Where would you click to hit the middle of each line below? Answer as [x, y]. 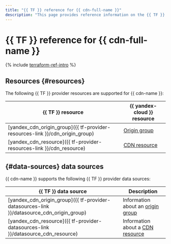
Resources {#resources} [45, 81]
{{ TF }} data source [63, 191]
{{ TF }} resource [63, 112]
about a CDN [138, 228]
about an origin [141, 206]
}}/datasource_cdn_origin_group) [47, 213]
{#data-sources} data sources [54, 166]
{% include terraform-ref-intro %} [41, 65]
